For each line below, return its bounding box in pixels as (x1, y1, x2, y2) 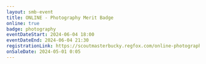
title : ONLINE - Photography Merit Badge (6, 15, 114, 21)
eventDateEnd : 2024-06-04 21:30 (6, 37, 89, 43)
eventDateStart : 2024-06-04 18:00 (6, 32, 95, 38)
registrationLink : (6, 43, 53, 49)
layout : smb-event (6, 9, 53, 15)
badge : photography (6, 26, 56, 32)
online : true (6, 20, 40, 26)
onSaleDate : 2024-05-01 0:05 (6, 49, 81, 55)
